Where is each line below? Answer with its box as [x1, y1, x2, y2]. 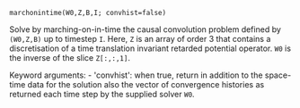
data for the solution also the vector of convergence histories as [27, 79, 265, 89]
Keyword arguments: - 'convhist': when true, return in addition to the [9, 70, 263, 80]
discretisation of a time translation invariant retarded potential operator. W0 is [9, 43, 292, 54]
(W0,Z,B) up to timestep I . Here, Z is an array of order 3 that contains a [9, 34, 271, 44]
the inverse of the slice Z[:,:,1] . [9, 53, 130, 62]
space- [264, 70, 292, 80]
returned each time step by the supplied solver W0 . [9, 89, 195, 99]
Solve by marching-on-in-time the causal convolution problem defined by [9, 24, 281, 35]
